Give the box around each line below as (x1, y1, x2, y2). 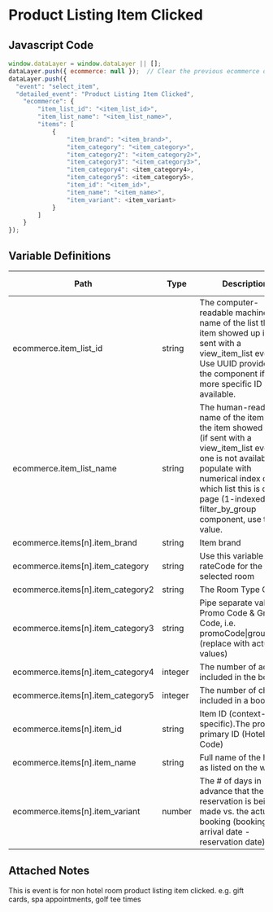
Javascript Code (8, 38, 94, 52)
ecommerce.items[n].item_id (12, 723, 122, 734)
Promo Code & (199, 607, 255, 618)
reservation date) (199, 836, 266, 848)
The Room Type (199, 584, 260, 595)
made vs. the (199, 805, 249, 817)
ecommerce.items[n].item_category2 (12, 584, 154, 595)
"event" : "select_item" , (15, 82, 100, 90)
